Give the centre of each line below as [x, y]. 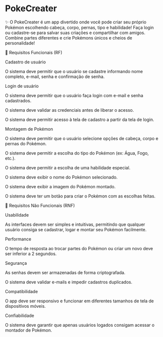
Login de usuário [22, 86]
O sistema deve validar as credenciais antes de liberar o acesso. [70, 110]
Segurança [16, 263]
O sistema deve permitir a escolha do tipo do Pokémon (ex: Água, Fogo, [77, 153]
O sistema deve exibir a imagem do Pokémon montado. [60, 186]
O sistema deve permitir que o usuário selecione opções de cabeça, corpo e [82, 138]
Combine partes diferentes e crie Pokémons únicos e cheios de [69, 38]
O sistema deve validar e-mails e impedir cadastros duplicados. [69, 282]
